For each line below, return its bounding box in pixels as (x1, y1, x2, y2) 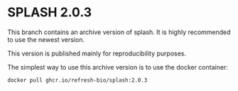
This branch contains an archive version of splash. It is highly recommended (7, 28, 231, 36)
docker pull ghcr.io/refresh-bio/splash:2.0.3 (7, 76, 148, 84)
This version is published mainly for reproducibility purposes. (7, 49, 187, 58)
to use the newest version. (7, 35, 85, 43)
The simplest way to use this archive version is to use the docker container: (7, 63, 229, 71)
